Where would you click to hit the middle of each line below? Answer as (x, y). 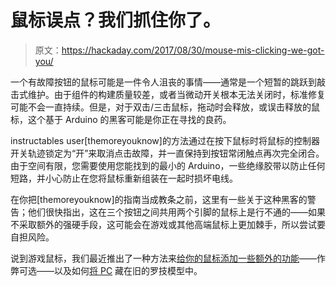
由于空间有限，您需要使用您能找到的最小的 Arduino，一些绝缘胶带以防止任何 (168, 165)
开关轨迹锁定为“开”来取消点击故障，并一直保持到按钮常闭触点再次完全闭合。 (167, 153)
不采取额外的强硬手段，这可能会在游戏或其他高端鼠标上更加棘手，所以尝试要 (168, 224)
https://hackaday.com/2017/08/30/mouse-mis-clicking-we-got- (193, 50)
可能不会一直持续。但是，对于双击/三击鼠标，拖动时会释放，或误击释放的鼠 (165, 107)
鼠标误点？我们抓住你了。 (116, 20)
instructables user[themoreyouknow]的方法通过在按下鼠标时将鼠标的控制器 (165, 140)
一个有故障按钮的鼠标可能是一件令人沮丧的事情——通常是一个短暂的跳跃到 (163, 82)
